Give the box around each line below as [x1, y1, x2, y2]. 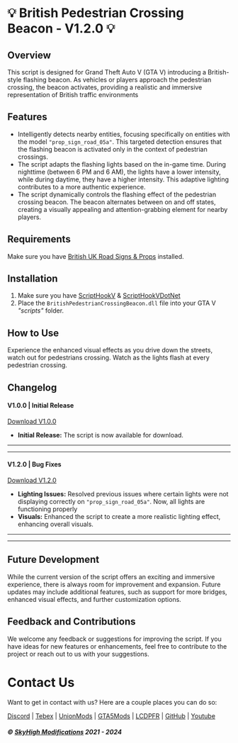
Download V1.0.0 [7, 417, 57, 425]
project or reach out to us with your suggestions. [7, 649, 150, 658]
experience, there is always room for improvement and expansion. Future [7, 580, 221, 588]
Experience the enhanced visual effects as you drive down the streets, [7, 346, 213, 354]
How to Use [7, 327, 59, 339]
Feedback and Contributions [7, 615, 136, 628]
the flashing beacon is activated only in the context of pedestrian [17, 145, 208, 153]
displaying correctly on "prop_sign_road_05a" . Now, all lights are [17, 498, 205, 506]
